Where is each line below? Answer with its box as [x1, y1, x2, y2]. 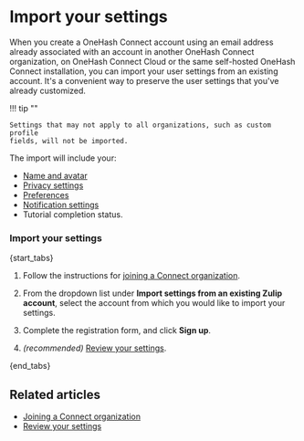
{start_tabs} [9, 253, 54, 264]
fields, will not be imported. [9, 136, 129, 145]
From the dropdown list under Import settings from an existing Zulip [22, 288, 283, 299]
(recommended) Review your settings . [22, 342, 167, 353]
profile [9, 128, 39, 138]
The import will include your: [9, 152, 117, 163]
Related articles [9, 386, 100, 403]
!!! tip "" [9, 102, 38, 113]
